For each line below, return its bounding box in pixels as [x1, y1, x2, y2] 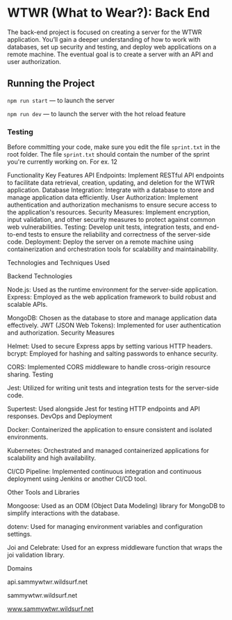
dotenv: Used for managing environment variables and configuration [7, 523, 204, 531]
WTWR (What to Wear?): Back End [7, 5, 210, 21]
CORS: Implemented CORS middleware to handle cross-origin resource [7, 363, 211, 372]
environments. [7, 433, 49, 441]
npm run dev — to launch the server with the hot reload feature [7, 109, 186, 118]
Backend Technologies [7, 272, 73, 280]
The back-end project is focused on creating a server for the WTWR [7, 28, 203, 36]
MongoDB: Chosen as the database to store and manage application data [7, 314, 217, 322]
